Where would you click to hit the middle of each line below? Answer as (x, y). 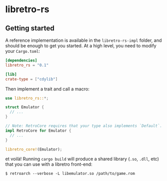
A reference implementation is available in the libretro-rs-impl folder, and (84, 40)
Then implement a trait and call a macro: (47, 89)
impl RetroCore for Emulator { (38, 131)
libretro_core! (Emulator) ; (34, 149)
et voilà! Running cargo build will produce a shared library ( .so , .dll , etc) (82, 159)
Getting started (30, 28)
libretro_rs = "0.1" (27, 65)
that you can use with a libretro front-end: (49, 164)
